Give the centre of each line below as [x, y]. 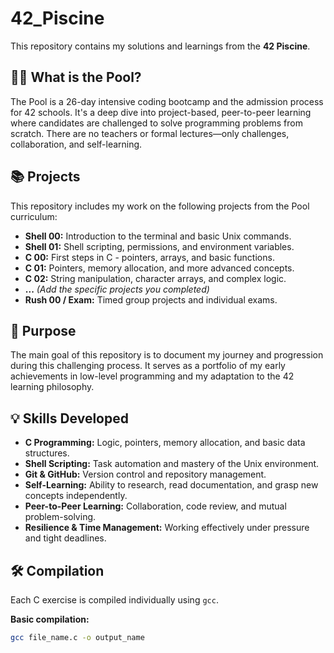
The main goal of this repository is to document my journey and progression [167, 355]
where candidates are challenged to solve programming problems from [156, 123]
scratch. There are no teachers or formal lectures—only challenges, [150, 133]
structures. [47, 453]
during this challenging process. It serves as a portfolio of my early [148, 366]
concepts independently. [76, 496]
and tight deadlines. [65, 538]
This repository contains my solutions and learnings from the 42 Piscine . [160, 46]
